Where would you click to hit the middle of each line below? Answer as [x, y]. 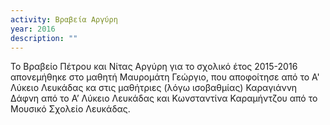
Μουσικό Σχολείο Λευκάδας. [70, 109]
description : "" [44, 38]
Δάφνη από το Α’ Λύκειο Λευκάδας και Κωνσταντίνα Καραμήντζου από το [164, 98]
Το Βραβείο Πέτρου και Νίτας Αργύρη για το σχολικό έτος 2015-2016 [154, 67]
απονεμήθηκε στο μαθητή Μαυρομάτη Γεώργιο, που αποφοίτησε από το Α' [165, 77]
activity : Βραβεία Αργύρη [64, 19]
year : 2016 [33, 29]
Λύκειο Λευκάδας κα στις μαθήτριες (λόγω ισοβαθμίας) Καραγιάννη [154, 88]
